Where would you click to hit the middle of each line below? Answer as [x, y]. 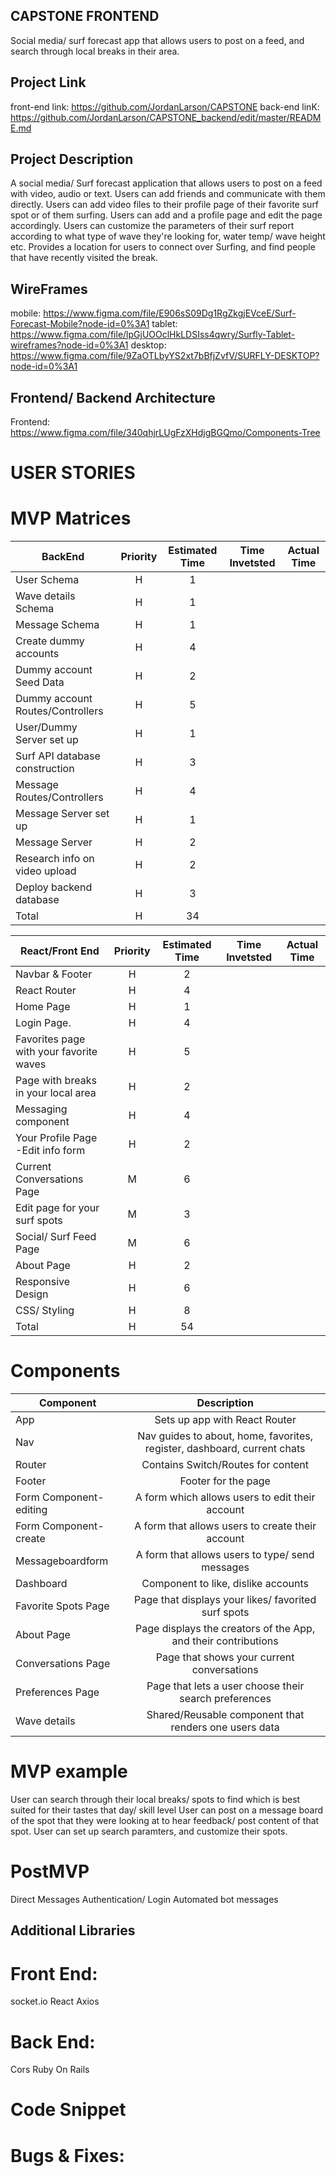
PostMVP [50, 1871]
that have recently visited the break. [84, 258]
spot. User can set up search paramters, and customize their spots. [149, 1831]
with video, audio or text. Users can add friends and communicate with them [168, 194]
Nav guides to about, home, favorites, [225, 1436]
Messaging [41, 1109]
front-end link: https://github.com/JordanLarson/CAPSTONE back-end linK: [165, 106]
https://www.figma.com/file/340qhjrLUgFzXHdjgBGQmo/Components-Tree [165, 433]
